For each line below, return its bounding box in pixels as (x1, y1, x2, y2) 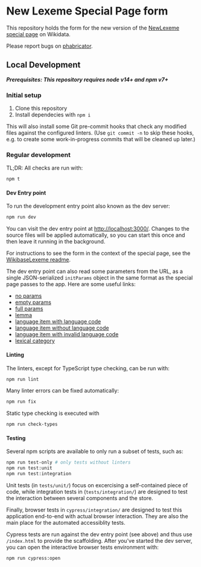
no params (14, 292, 42, 300)
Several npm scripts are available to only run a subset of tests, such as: (6, 448, 183, 455)
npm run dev (6, 214, 36, 220)
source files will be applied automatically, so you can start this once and (6, 231, 185, 239)
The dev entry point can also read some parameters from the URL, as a (6, 267, 183, 275)
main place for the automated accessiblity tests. (6, 519, 126, 526)
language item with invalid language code (14, 331, 119, 338)
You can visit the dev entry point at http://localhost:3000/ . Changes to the (6, 225, 190, 232)
